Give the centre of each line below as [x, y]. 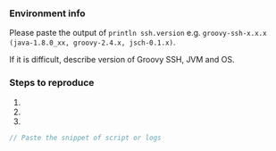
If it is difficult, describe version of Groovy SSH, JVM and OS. [122, 60]
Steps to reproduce [52, 83]
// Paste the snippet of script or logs [86, 138]
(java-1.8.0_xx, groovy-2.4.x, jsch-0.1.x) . [92, 42]
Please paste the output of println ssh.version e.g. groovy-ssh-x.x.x [138, 33]
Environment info [48, 13]
